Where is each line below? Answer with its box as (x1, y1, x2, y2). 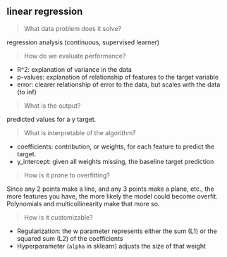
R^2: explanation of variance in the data (16, 65, 132, 73)
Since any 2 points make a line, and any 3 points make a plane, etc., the (6, 184, 214, 193)
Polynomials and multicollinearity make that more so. (6, 199, 160, 208)
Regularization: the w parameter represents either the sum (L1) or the (16, 227, 218, 235)
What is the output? (23, 101, 81, 110)
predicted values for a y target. (6, 115, 97, 123)
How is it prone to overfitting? (23, 170, 111, 179)
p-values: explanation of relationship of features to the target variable (16, 73, 219, 81)
